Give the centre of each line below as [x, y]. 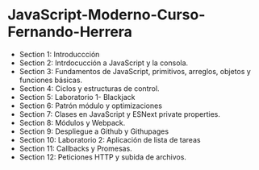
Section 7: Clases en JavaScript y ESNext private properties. [120, 114]
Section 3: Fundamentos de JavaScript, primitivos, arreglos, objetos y [135, 71]
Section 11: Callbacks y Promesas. [75, 148]
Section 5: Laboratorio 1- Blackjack [77, 97]
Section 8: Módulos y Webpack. [72, 122]
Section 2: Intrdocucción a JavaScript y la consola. [104, 63]
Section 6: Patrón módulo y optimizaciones [91, 106]
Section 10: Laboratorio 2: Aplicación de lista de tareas [110, 139]
